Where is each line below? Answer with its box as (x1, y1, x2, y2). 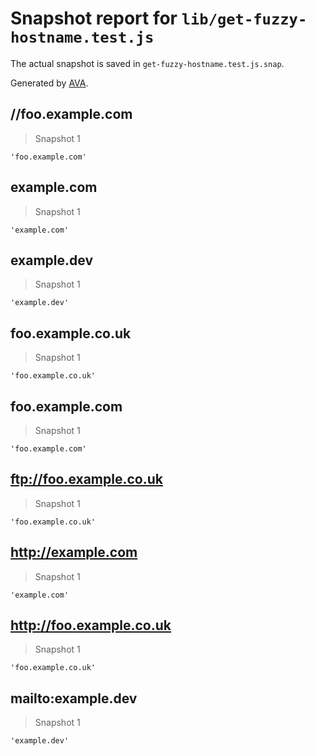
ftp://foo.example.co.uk (10, 471, 163, 488)
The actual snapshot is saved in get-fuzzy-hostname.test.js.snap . (10, 57, 285, 69)
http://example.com (10, 544, 138, 561)
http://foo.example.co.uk (10, 617, 172, 634)
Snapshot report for (10, 7, 178, 30)
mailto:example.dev (10, 690, 138, 707)
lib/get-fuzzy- (181, 10, 308, 29)
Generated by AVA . (10, 77, 89, 89)
